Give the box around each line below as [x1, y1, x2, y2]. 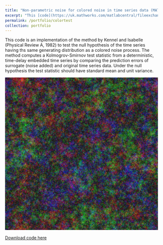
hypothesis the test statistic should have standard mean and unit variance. [5, 68, 154, 74]
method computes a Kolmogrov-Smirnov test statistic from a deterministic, [5, 52, 154, 58]
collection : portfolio [5, 23, 51, 28]
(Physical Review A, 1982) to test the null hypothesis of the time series [5, 42, 146, 48]
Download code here [5, 235, 47, 241]
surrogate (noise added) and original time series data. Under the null [5, 63, 142, 69]
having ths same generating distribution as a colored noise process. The [5, 47, 149, 53]
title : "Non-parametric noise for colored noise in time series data [5, 8, 149, 13]
